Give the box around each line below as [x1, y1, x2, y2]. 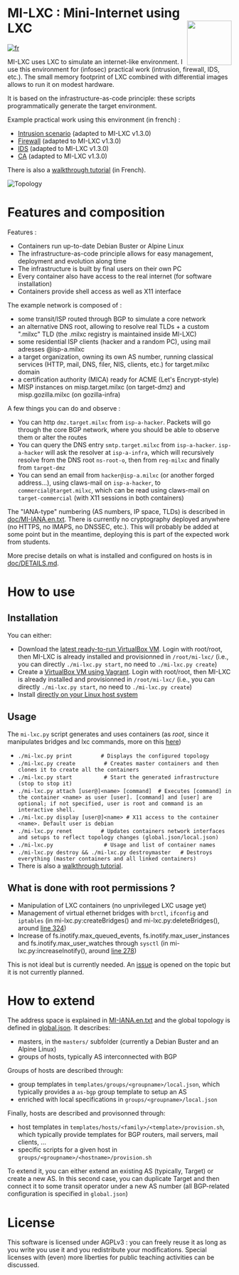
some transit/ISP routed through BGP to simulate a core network [17, 315, 206, 323]
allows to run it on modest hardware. [7, 80, 115, 88]
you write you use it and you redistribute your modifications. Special [7, 1246, 208, 1254]
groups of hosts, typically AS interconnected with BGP [17, 1052, 177, 1061]
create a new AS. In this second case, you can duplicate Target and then [7, 1175, 220, 1183]
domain [17, 367, 41, 376]
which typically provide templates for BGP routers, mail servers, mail [17, 1130, 218, 1139]
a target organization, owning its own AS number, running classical [17, 352, 213, 361]
